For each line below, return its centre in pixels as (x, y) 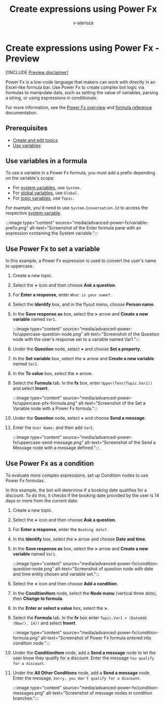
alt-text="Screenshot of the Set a (112, 403)
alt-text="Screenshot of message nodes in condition (99, 693)
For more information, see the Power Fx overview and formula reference (79, 107)
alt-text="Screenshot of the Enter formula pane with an (85, 228)
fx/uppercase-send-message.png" (48, 442)
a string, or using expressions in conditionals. (51, 98)
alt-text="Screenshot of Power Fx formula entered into (96, 638)
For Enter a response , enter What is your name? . (62, 295)
